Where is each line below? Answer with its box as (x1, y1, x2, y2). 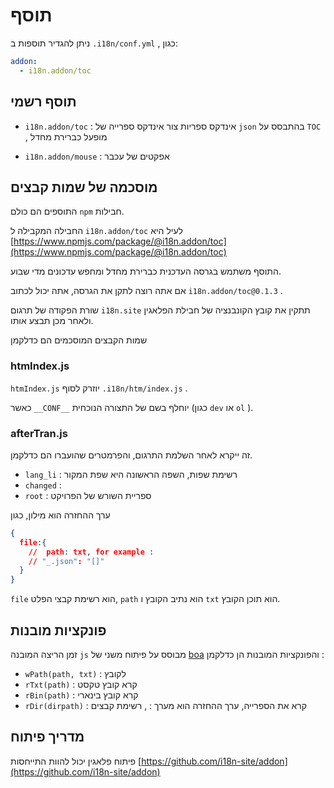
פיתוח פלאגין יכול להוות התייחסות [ (10, 755, 142, 767)
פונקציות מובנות (10, 622, 107, 639)
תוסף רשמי (10, 94, 77, 111)
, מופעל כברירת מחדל (24, 130, 108, 143)
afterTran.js (10, 426, 68, 440)
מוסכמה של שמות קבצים (10, 179, 158, 196)
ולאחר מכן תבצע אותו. (10, 315, 94, 327)
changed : (24, 479, 62, 491)
